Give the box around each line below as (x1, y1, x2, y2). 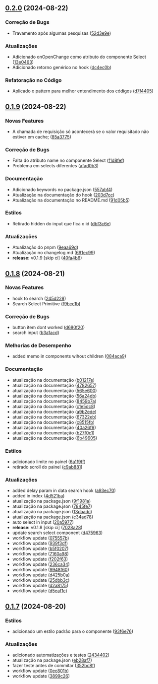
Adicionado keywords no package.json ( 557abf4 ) (12, 186, 113, 193)
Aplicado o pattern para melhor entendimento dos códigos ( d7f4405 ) (12, 88, 154, 94)
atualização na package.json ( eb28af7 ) (12, 657, 93, 663)
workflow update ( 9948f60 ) (12, 567, 69, 573)
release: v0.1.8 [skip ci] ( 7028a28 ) (12, 525, 83, 531)
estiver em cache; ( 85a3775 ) (12, 134, 72, 139)
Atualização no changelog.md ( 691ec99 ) (12, 250, 96, 256)
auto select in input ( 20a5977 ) (12, 519, 74, 525)
